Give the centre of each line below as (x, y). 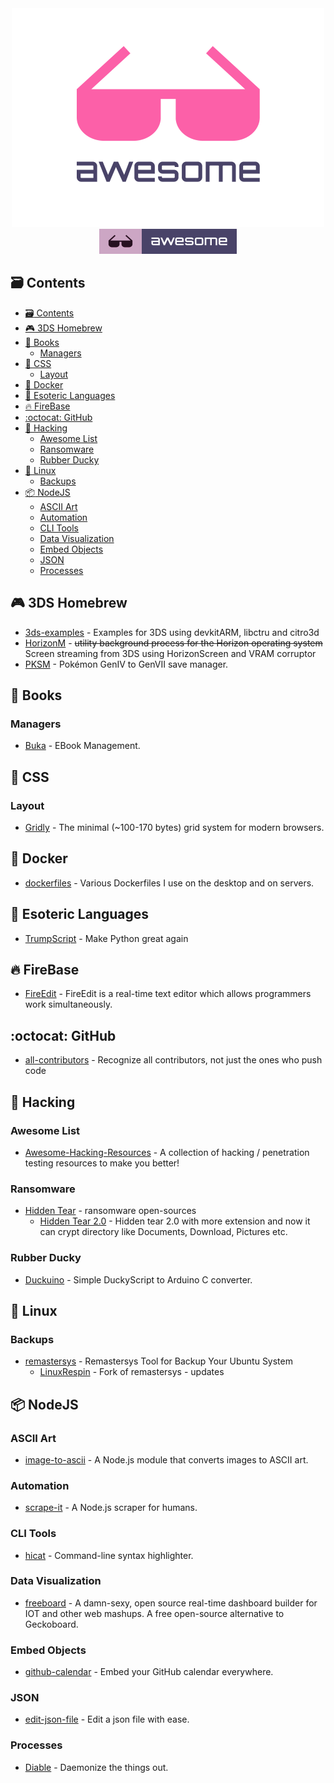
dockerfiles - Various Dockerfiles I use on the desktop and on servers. (169, 883)
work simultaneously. (68, 1004)
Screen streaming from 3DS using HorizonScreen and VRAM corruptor (170, 653)
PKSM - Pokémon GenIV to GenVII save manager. (126, 664)
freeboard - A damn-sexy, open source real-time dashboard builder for (171, 1603)
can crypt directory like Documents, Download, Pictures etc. (163, 1232)
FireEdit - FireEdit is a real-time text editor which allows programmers (168, 994)
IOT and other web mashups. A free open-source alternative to (154, 1613)
